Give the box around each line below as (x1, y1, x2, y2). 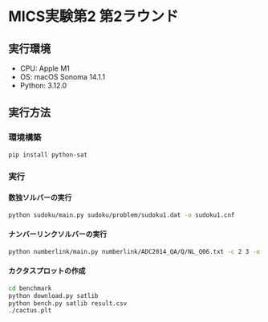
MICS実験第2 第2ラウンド (8, 7, 179, 26)
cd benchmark (8, 284, 52, 292)
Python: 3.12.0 (19, 81, 67, 90)
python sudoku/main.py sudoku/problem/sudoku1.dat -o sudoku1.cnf (8, 210, 235, 219)
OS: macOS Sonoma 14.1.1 (19, 72, 106, 81)
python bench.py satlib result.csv (8, 299, 128, 308)
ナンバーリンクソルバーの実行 (8, 230, 107, 239)
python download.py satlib (8, 291, 99, 300)
